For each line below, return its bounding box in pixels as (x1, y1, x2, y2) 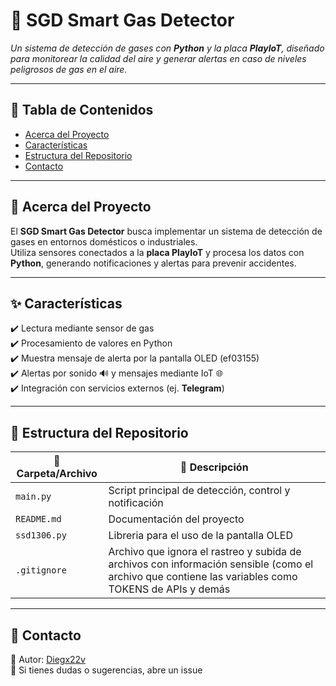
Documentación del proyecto (108, 512, 245, 526)
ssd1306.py (15, 530, 67, 541)
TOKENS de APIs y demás (108, 582, 231, 596)
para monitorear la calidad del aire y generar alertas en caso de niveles (10, 52, 307, 64)
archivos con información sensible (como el (108, 557, 314, 571)
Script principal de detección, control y (108, 484, 291, 498)
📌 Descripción (179, 460, 249, 474)
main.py (15, 491, 52, 503)
